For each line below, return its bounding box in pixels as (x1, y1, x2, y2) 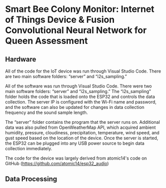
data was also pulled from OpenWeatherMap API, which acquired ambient (5, 124, 156, 130)
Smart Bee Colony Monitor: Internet (5, 3, 155, 15)
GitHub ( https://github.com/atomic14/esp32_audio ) (5, 161, 109, 166)
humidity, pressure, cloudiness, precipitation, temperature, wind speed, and (5, 130, 160, 135)
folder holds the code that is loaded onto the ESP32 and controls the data (5, 94, 155, 99)
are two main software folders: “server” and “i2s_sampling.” (5, 74, 127, 79)
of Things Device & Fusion (5, 14, 115, 25)
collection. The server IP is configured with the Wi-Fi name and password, (5, 99, 157, 105)
